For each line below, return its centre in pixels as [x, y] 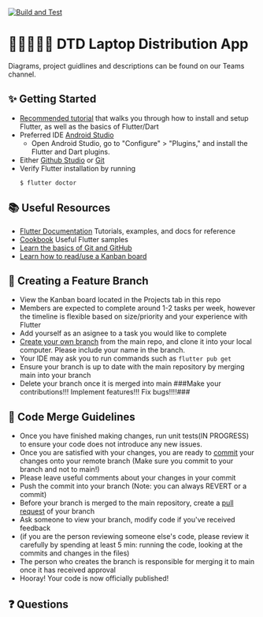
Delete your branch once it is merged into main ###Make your [120, 383]
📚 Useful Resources [59, 208]
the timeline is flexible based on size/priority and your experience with [133, 316]
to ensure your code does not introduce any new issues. [111, 444]
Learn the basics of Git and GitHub [76, 248]
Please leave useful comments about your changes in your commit [128, 478]
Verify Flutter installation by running [78, 168]
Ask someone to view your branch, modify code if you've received [127, 520]
